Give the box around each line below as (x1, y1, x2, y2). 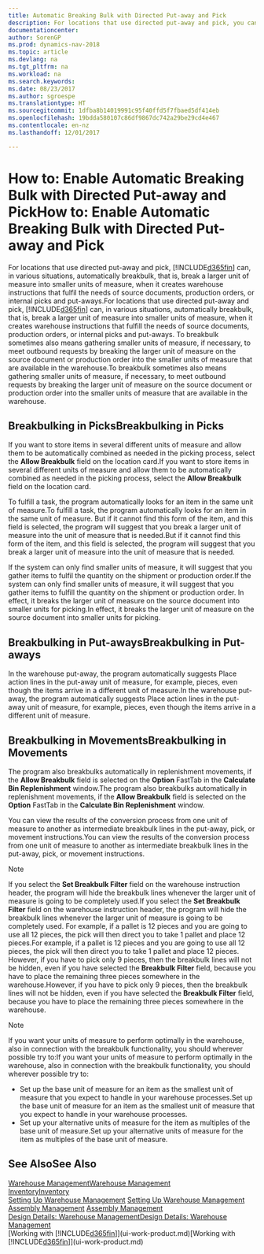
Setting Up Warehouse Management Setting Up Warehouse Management (8, 1195, 245, 1204)
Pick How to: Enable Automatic (8, 202, 211, 221)
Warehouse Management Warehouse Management (8, 1178, 171, 1188)
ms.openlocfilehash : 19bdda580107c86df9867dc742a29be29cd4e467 (8, 114, 220, 122)
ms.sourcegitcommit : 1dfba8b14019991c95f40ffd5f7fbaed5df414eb (8, 107, 220, 115)
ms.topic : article (8, 48, 68, 56)
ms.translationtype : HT (8, 99, 86, 107)
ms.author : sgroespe (8, 92, 76, 100)
